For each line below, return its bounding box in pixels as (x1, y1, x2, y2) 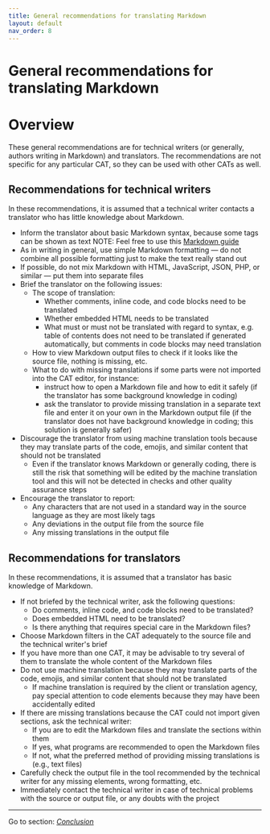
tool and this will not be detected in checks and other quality (31, 476, 232, 486)
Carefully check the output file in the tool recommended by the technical (19, 768, 260, 778)
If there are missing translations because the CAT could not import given (19, 708, 260, 718)
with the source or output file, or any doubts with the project (19, 794, 219, 803)
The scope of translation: (31, 288, 116, 298)
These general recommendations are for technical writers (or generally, (8, 142, 245, 151)
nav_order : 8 (8, 27, 52, 35)
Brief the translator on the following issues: (19, 280, 162, 289)
